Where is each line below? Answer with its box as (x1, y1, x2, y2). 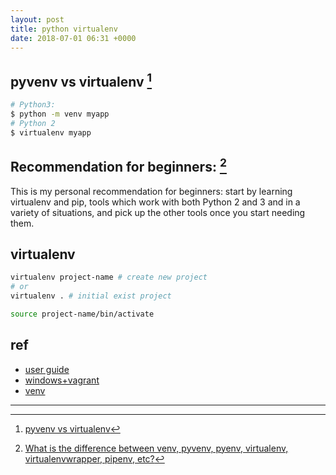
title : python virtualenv (10, 24, 118, 34)
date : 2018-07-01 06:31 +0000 (10, 33, 137, 43)
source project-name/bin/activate (10, 309, 155, 319)
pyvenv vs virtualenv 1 (10, 70, 153, 90)
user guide (24, 363, 70, 375)
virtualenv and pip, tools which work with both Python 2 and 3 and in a (10, 196, 301, 208)
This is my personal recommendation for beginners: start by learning (10, 185, 293, 197)
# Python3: (10, 100, 56, 110)
